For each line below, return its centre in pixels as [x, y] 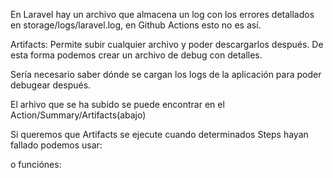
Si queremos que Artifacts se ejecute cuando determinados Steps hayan [159, 134]
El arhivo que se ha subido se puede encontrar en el [117, 104]
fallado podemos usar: [56, 145]
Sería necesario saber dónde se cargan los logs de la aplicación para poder [166, 74]
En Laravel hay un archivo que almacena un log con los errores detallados [162, 14]
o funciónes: [36, 164]
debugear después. [51, 85]
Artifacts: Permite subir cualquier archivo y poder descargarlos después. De [167, 44]
